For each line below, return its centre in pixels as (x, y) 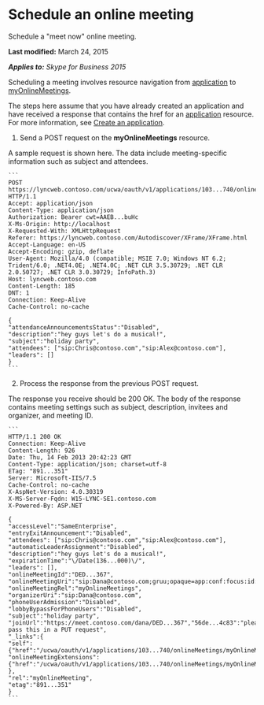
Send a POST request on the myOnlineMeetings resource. (115, 137)
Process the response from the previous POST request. (109, 383)
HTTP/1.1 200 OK (35, 436)
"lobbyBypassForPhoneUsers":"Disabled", (75, 609)
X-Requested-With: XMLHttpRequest (65, 231)
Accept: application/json (50, 203)
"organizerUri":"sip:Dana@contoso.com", (75, 595)
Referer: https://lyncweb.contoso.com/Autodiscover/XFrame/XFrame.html (128, 238)
